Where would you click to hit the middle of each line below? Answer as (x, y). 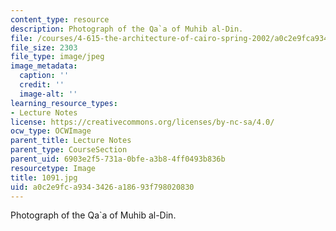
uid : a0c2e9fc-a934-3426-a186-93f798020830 (102, 187)
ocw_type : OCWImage (51, 131)
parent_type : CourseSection (69, 150)
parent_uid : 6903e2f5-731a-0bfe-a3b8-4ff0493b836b (118, 159)
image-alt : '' (48, 94)
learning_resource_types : (64, 103)
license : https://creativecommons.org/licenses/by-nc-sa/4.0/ (142, 122)
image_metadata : (44, 66)
